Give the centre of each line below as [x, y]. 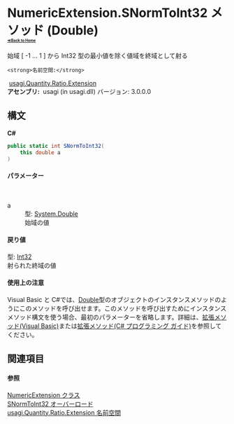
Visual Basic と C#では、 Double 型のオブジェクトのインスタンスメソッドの [114, 299]
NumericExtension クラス [44, 395]
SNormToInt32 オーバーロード [50, 404]
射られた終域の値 [32, 265]
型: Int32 [20, 257]
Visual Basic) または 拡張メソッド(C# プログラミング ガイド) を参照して [122, 326]
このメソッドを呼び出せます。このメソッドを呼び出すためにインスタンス [123, 308]
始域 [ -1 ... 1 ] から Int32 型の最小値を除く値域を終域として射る [98, 55]
